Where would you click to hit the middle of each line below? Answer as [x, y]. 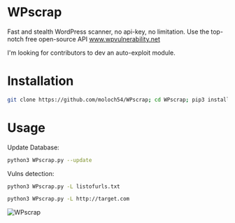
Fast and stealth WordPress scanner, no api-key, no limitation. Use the [108, 32]
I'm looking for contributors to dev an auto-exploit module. [92, 53]
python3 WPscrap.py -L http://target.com [69, 199]
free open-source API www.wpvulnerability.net [93, 39]
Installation [41, 81]
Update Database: [33, 147]
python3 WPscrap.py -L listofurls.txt [64, 187]
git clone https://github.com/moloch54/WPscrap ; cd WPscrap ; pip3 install [119, 100]
